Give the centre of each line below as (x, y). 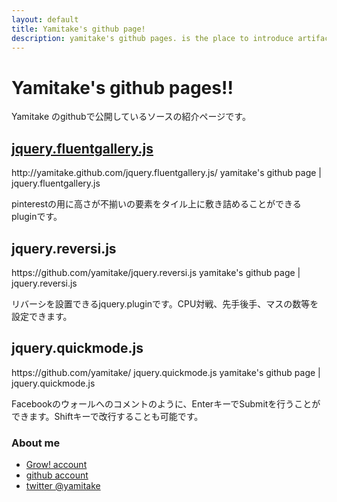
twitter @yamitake (63, 486)
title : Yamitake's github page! (78, 29)
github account (57, 475)
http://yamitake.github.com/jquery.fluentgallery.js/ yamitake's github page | (166, 173)
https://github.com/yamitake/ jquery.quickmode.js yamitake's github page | (166, 372)
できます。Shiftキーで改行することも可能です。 (107, 416)
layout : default (45, 19)
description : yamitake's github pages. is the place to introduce (152, 38)
